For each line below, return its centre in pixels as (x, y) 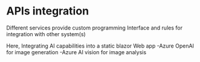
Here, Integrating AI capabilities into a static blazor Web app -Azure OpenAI (100, 46)
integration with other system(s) (46, 34)
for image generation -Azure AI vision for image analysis (76, 52)
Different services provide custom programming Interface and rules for (95, 28)
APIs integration (48, 11)
